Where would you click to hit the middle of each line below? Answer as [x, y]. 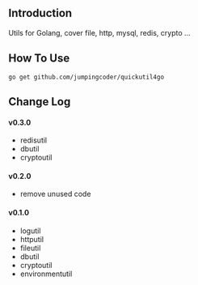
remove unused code [55, 194]
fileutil [30, 248]
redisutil [33, 140]
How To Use [39, 59]
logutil [30, 231]
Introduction [40, 13]
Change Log [40, 102]
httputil [32, 239]
